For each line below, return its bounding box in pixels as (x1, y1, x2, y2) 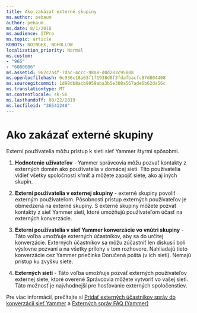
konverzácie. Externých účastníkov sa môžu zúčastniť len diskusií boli (14, 239, 186, 246)
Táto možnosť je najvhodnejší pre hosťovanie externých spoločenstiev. (14, 282, 188, 289)
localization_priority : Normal (6, 48, 84, 53)
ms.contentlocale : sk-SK (6, 91, 68, 97)
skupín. (14, 178, 33, 185)
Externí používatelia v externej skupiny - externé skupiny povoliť (14, 189, 176, 197)
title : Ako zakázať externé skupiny (6, 8, 97, 15)
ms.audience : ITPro (6, 31, 55, 37)
